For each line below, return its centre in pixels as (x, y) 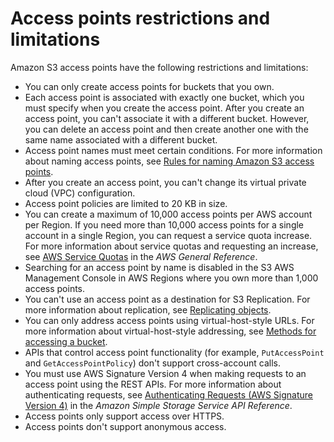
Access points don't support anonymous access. (125, 426)
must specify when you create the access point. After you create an (164, 108)
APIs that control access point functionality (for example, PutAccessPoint (174, 352)
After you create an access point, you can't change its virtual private (165, 182)
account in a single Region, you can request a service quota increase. (168, 235)
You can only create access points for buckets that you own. (149, 86)
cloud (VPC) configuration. (80, 193)
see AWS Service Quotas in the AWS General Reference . (141, 256)
